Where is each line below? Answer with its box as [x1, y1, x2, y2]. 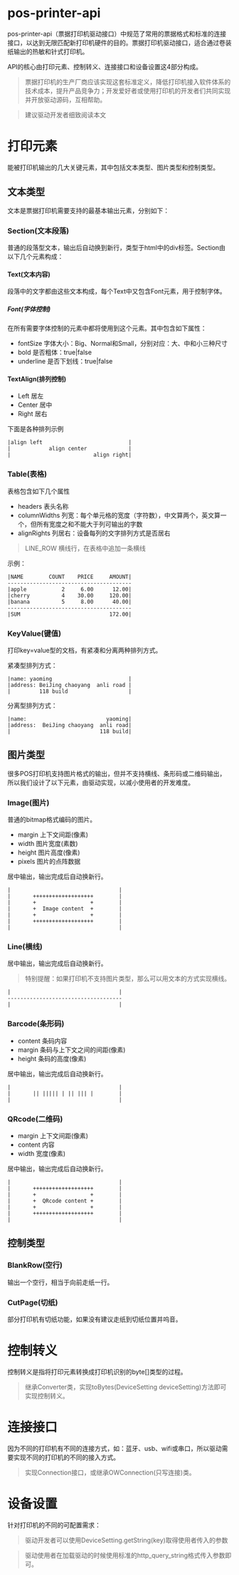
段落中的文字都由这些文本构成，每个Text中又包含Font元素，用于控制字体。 [7, 287, 226, 296]
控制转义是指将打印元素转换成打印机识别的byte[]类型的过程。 [7, 1367, 187, 1376]
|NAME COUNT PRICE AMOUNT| [7, 573, 132, 580]
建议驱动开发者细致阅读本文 [24, 110, 107, 119]
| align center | [7, 445, 132, 453]
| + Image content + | [7, 905, 122, 913]
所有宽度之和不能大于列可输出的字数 [36, 520, 143, 528]
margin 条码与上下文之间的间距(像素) [17, 1045, 126, 1054]
